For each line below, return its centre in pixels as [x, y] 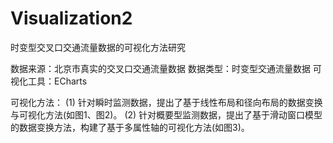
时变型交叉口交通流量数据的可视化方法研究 [98, 47]
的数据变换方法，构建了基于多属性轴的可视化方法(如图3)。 [130, 127]
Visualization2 [71, 18]
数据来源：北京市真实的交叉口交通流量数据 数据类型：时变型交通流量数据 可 [166, 68]
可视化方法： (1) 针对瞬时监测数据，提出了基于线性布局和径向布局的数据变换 [166, 102]
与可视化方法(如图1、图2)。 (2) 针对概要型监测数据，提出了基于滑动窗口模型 [166, 114]
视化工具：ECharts [49, 81]
